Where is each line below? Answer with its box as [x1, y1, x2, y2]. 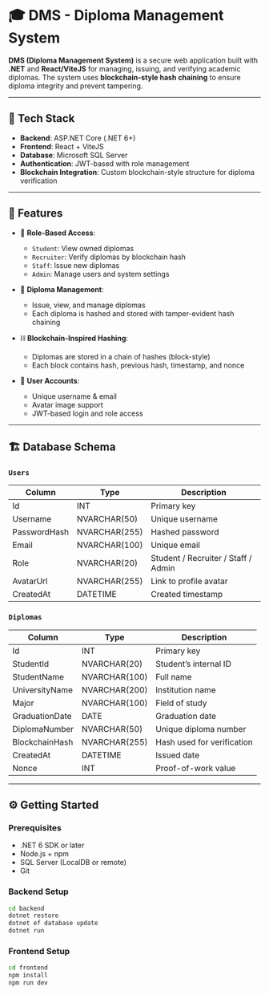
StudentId [12, 658, 50, 669]
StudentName [12, 671, 65, 682]
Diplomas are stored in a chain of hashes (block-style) [31, 351, 211, 361]
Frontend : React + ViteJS [19, 141, 104, 151]
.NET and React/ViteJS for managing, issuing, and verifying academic [8, 63, 241, 73]
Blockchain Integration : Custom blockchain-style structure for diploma [19, 167, 255, 177]
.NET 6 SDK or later [19, 840, 85, 851]
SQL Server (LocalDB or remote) [19, 858, 126, 867]
